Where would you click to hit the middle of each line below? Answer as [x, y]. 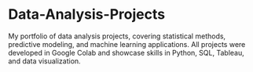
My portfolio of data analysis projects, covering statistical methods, [117, 36]
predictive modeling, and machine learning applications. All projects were [127, 44]
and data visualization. [44, 61]
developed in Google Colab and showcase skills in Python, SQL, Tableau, [126, 52]
